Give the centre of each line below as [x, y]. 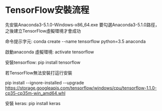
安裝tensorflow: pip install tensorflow [43, 62]
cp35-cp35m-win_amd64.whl [35, 93]
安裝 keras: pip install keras [33, 103]
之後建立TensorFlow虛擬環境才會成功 [43, 31]
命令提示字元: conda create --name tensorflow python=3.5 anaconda [76, 41]
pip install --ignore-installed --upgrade [45, 82]
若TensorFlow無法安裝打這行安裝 [39, 73]
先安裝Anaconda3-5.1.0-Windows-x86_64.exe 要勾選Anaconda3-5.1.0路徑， [82, 25]
